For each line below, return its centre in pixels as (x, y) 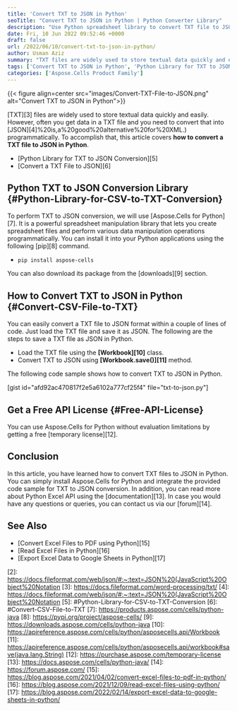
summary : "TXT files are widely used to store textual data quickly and (116, 60)
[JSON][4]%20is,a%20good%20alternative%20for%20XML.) (97, 129)
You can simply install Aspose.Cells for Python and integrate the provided (114, 481)
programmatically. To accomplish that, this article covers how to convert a (115, 137)
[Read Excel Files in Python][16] (63, 550)
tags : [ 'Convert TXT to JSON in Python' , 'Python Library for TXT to (112, 67)
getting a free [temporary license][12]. (62, 434)
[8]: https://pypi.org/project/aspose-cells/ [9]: (87, 617)
